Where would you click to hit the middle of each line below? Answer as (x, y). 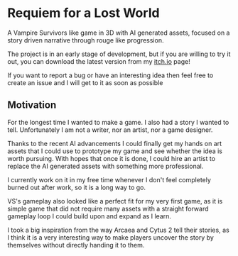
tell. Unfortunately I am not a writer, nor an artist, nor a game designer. (110, 130)
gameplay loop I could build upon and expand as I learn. (90, 216)
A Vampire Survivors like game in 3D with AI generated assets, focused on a (119, 33)
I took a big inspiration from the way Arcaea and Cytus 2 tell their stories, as (118, 230)
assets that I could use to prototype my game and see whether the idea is (115, 151)
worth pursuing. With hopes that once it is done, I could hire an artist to (111, 158)
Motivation (32, 105)
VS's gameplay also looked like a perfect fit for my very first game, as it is (115, 201)
